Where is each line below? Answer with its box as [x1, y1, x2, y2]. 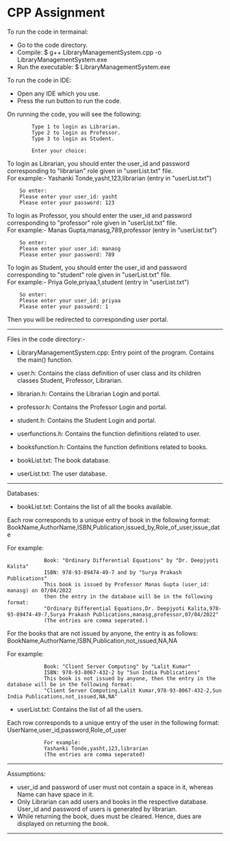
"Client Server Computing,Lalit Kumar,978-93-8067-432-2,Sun [43, 687, 222, 694]
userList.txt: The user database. [16, 469, 107, 478]
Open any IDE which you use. [16, 89, 101, 98]
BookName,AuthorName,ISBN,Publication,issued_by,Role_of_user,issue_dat [7, 523, 220, 531]
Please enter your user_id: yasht [19, 193, 118, 200]
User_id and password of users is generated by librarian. [16, 805, 177, 813]
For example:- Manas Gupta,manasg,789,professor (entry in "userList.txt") [7, 225, 218, 234]
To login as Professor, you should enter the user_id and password [7, 211, 192, 219]
